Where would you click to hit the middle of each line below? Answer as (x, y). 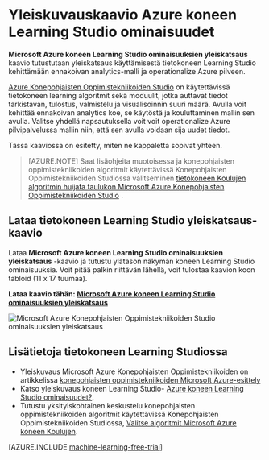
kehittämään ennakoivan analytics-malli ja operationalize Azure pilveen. (127, 71)
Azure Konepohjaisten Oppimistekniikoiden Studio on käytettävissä (119, 87)
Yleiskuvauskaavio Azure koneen (123, 15)
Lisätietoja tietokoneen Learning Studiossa (118, 352)
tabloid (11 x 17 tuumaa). (48, 278)
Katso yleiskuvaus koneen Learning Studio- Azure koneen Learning (132, 388)
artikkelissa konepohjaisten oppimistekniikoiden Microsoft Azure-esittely (140, 379)
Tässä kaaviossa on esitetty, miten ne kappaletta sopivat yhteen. (116, 145)
